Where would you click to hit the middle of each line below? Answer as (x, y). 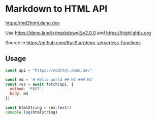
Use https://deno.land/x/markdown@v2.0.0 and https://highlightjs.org (78, 33)
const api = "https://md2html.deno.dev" (49, 70)
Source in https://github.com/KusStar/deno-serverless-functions (73, 42)
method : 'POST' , (27, 89)
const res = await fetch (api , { (39, 84)
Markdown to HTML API (56, 9)
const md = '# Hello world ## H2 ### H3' (50, 79)
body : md (19, 94)
